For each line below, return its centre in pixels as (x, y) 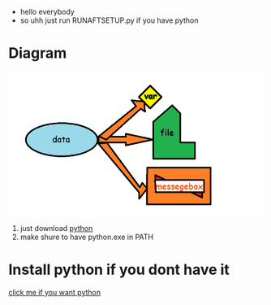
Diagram (38, 53)
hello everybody (47, 12)
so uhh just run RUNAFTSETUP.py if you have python (109, 20)
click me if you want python (55, 292)
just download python (56, 228)
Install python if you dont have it (119, 270)
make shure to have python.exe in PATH (87, 237)
